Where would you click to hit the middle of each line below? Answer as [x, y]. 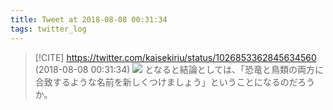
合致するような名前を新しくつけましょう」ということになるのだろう [174, 82]
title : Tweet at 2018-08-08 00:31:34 [89, 19]
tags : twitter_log [48, 29]
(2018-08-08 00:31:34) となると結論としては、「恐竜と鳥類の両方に [179, 69]
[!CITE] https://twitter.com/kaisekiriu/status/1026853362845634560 [175, 57]
